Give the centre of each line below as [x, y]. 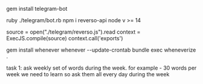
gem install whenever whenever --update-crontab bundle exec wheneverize [101, 50]
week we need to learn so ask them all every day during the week [88, 74]
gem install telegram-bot [37, 9]
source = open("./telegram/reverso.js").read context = [73, 32]
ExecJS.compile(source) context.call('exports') [65, 38]
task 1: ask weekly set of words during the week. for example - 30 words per [101, 68]
